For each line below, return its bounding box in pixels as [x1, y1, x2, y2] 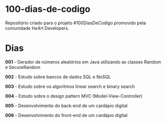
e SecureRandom [5, 64, 41, 70]
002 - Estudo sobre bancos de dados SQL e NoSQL [5, 73, 111, 80]
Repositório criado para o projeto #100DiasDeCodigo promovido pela [5, 20, 146, 26]
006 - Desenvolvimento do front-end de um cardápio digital [5, 112, 128, 118]
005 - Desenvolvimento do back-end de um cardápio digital [5, 103, 128, 109]
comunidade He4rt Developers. [5, 25, 69, 31]
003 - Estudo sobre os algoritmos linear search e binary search [5, 83, 135, 89]
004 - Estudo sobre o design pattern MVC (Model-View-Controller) [5, 93, 143, 99]
